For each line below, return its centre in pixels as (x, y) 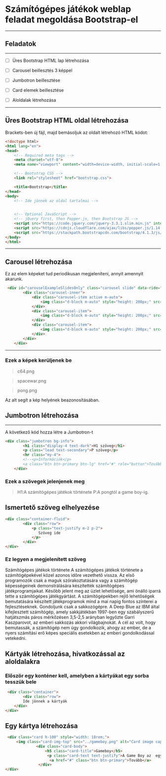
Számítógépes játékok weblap (68, 9)
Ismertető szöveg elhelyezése (52, 508)
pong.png (27, 390)
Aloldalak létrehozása (34, 100)
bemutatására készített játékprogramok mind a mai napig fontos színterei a (81, 602)
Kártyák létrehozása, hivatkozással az (65, 654)
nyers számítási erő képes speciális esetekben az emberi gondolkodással (80, 633)
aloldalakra (23, 662)
